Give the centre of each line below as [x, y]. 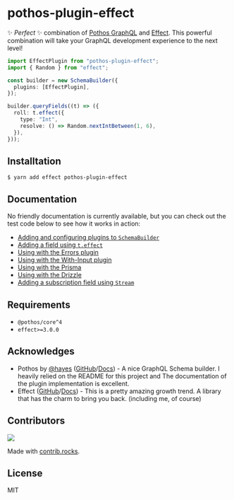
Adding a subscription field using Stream [76, 283]
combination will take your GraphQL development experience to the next [113, 40]
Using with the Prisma [49, 267]
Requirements [39, 304]
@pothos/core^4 [40, 322]
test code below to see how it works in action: [74, 223]
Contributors [36, 421]
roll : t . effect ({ [39, 113]
